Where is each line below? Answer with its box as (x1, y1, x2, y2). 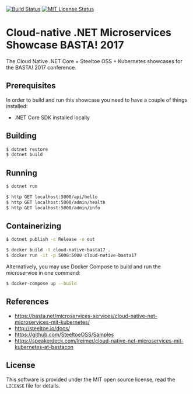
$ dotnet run (6, 184, 38, 189)
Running (6, 168, 38, 178)
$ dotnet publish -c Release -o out (6, 237, 95, 243)
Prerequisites (6, 81, 56, 91)
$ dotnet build (6, 152, 43, 158)
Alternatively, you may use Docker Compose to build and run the (6, 263, 162, 270)
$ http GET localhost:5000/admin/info (6, 205, 100, 210)
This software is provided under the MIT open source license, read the (6, 376, 176, 383)
